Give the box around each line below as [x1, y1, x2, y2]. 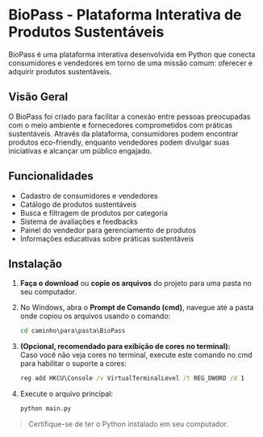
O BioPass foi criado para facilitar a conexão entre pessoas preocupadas [8, 111, 251, 121]
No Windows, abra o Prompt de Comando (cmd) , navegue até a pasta [19, 303, 254, 313]
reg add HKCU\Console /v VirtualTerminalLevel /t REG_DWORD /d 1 [19, 374, 244, 383]
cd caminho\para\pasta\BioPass [19, 327, 126, 335]
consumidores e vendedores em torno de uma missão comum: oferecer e [8, 58, 253, 68]
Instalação [8, 257, 63, 271]
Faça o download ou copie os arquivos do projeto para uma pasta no [19, 279, 252, 288]
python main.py [19, 405, 72, 413]
